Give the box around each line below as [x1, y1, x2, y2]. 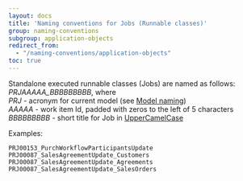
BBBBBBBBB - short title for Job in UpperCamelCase [8, 113, 184, 122]
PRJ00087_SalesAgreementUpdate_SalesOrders [8, 165, 157, 173]
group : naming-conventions [8, 27, 99, 35]
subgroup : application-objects [8, 34, 114, 43]
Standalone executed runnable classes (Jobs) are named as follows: [8, 78, 236, 88]
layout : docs [8, 11, 52, 20]
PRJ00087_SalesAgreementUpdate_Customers [8, 150, 150, 159]
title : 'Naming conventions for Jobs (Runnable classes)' [8, 19, 207, 27]
